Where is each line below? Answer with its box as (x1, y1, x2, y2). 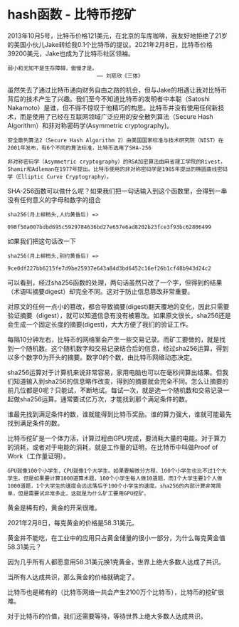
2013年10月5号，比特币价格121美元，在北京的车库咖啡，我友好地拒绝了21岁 (7, 31, 228, 40)
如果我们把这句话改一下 (7, 236, 76, 246)
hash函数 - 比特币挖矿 (7, 6, 137, 23)
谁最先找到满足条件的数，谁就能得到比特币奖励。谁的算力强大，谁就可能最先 (7, 410, 232, 418)
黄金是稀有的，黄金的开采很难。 (7, 503, 101, 512)
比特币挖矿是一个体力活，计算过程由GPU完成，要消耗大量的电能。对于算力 (7, 433, 226, 442)
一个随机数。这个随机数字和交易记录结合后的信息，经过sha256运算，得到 (13, 344, 229, 352)
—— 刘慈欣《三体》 (96, 72, 144, 79)
